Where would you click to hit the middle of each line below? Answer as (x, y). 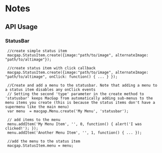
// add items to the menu (34, 120)
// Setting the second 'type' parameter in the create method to (76, 94)
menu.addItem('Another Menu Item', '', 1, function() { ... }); (74, 133)
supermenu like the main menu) (37, 107)
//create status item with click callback (51, 68)
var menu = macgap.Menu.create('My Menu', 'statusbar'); (68, 111)
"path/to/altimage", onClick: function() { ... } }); (62, 77)
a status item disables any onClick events (50, 90)
